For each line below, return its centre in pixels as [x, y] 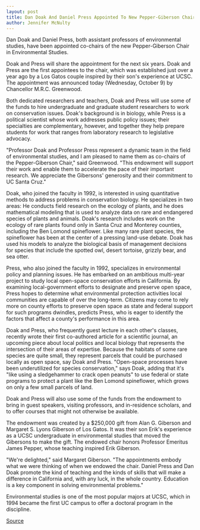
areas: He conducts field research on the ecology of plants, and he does [95, 206]
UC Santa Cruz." [26, 182]
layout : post [22, 12]
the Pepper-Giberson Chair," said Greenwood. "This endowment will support [100, 163]
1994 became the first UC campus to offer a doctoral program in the [90, 503]
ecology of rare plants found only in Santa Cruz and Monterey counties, [94, 225]
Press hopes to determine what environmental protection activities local [94, 294]
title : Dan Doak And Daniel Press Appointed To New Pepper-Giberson [93, 17]
